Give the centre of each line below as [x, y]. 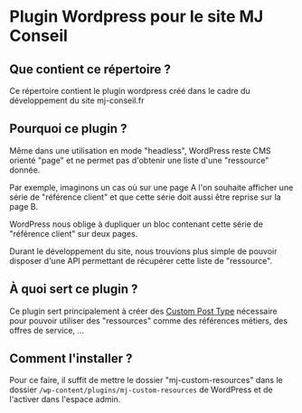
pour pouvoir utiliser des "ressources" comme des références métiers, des [148, 320]
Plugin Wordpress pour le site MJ [137, 17]
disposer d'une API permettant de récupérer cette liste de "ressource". [141, 260]
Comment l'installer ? [71, 359]
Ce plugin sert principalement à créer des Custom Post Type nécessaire [143, 311]
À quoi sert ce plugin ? [74, 290]
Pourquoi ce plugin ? [68, 129]
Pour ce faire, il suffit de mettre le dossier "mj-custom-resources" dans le [146, 380]
